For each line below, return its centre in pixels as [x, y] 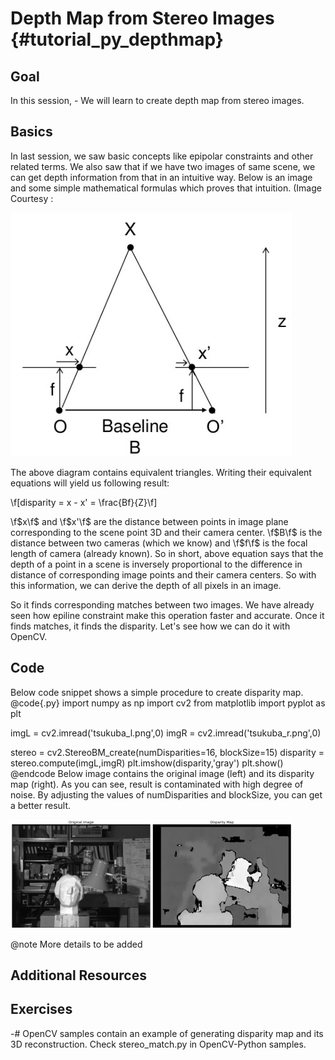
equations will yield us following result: [90, 483]
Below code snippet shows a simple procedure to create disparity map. [157, 692]
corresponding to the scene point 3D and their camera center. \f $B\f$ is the [166, 532]
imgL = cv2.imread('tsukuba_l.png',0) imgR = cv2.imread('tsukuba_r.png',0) [166, 733]
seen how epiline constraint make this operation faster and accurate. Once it [167, 615]
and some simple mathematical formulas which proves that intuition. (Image [166, 188]
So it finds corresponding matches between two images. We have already [162, 604]
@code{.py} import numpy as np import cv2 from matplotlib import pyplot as [168, 703]
